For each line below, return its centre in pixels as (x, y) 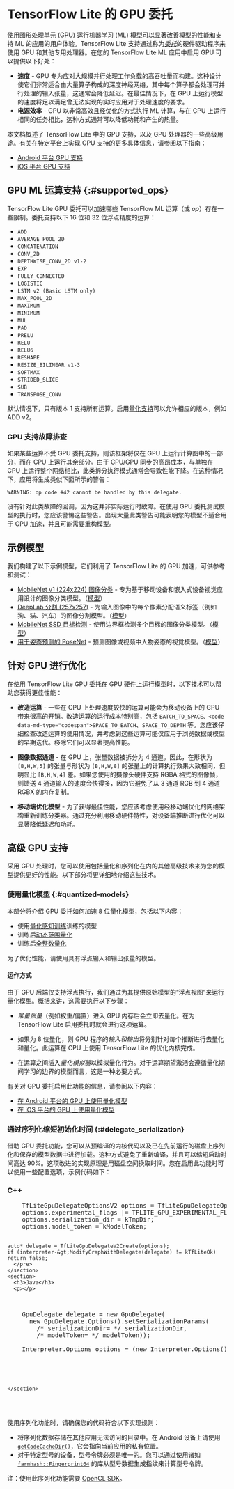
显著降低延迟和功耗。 (48, 824)
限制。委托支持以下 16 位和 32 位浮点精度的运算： (85, 217)
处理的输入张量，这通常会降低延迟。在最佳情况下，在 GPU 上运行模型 (123, 93)
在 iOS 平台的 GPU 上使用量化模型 (66, 1109)
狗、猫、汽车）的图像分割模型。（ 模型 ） (74, 615)
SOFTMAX (28, 372)
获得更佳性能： (41, 692)
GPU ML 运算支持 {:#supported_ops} (88, 190)
